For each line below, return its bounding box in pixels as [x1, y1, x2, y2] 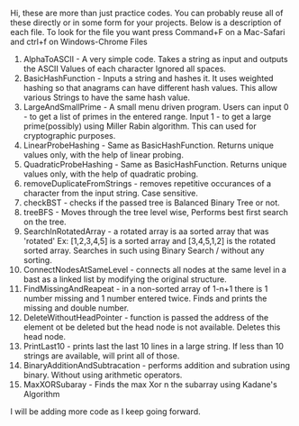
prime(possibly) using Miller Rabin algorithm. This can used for [23, 121, 257, 131]
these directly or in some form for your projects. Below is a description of [10, 17, 282, 28]
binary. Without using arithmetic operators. [23, 369, 183, 380]
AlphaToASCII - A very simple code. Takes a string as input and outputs [23, 54, 288, 64]
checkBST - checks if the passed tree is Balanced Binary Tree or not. [23, 197, 280, 208]
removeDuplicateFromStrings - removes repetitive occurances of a [23, 178, 272, 188]
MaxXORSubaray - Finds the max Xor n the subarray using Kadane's [23, 379, 277, 390]
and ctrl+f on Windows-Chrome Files [10, 36, 148, 47]
